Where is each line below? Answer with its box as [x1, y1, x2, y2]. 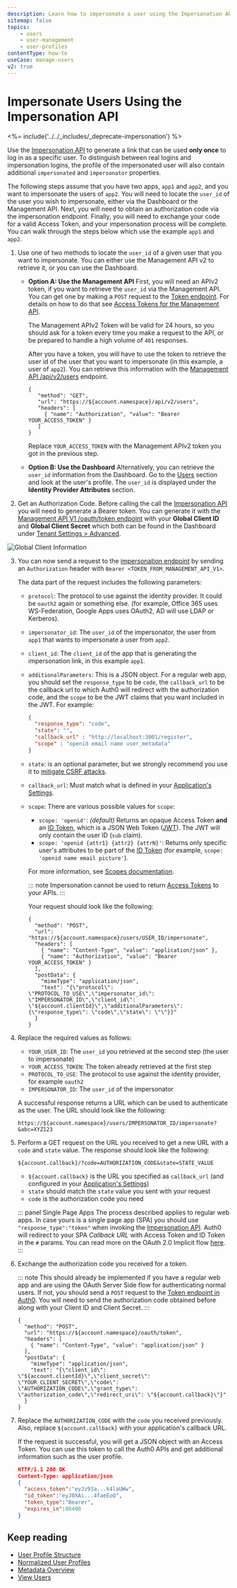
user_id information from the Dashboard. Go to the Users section [28, 470, 217, 478]
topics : [7, 23, 30, 30]
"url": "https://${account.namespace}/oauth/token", [24, 1329, 183, 1336]
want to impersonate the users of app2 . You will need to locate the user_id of [7, 189, 230, 198]
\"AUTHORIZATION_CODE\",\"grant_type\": [17, 1385, 138, 1392]
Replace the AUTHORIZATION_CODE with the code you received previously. [17, 1416, 224, 1425]
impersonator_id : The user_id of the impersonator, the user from [28, 628, 217, 636]
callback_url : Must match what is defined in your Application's [28, 781, 212, 789]
